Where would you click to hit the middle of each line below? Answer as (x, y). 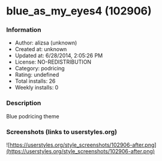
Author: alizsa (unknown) (46, 43)
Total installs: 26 (35, 81)
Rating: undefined (37, 75)
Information (24, 30)
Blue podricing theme (33, 116)
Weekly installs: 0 (37, 88)
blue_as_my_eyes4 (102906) (79, 11)
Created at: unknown (41, 49)
